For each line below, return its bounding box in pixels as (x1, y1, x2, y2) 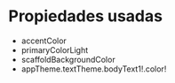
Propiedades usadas (8, 6, 163, 26)
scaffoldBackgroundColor (20, 54, 116, 64)
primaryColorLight (20, 44, 89, 55)
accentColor (20, 35, 68, 46)
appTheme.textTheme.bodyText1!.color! (20, 64, 167, 74)
